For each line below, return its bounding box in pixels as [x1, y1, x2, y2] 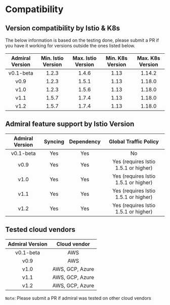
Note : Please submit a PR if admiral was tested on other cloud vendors [5, 295, 151, 301]
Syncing [44, 138, 65, 145]
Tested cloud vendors [5, 225, 76, 234]
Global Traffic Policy [108, 138, 159, 145]
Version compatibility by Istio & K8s [5, 24, 120, 32]
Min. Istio [40, 55, 64, 61]
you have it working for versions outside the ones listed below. [5, 43, 136, 49]
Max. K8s [137, 55, 160, 61]
